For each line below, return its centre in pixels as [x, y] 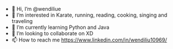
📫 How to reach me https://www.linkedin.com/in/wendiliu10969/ [89, 40]
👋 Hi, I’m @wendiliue [36, 9]
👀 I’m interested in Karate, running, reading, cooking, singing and [89, 15]
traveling [22, 21]
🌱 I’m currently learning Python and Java [60, 27]
